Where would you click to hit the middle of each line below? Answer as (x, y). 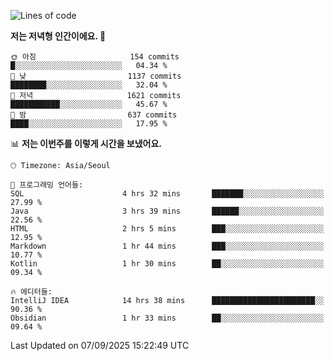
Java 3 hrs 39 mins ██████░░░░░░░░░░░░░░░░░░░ (167, 211)
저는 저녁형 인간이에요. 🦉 (58, 36)
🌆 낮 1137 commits (96, 76)
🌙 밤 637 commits (94, 115)
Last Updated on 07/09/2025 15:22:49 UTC (100, 345)
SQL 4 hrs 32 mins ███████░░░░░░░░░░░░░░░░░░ (167, 194)
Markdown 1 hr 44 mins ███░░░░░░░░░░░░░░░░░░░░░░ (167, 246)
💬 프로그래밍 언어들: (47, 185)
